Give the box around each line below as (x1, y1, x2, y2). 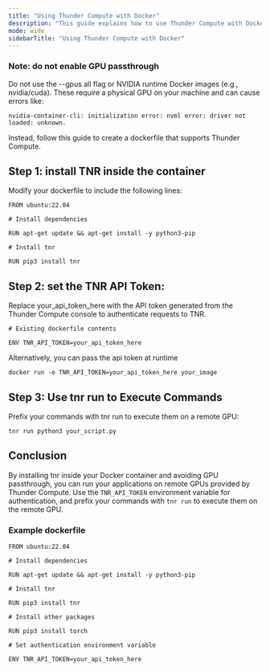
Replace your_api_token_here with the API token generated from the (8, 301, 233, 310)
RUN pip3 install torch (8, 628, 88, 636)
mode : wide (8, 27, 45, 35)
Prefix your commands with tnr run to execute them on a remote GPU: (8, 411, 239, 421)
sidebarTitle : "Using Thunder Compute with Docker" (8, 34, 185, 43)
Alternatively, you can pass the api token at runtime (8, 353, 178, 362)
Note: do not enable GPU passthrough (8, 61, 159, 72)
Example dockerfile (8, 524, 86, 535)
